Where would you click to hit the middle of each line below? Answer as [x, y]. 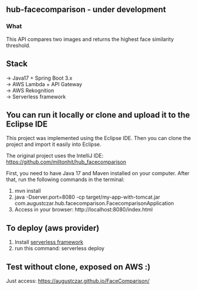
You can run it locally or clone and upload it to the [98, 115]
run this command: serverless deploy [59, 248]
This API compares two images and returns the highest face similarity [90, 39]
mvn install [28, 191]
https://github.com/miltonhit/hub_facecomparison [66, 162]
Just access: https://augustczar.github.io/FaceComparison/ [78, 281]
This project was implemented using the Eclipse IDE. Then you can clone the [98, 138]
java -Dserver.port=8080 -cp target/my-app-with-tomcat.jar [87, 197]
